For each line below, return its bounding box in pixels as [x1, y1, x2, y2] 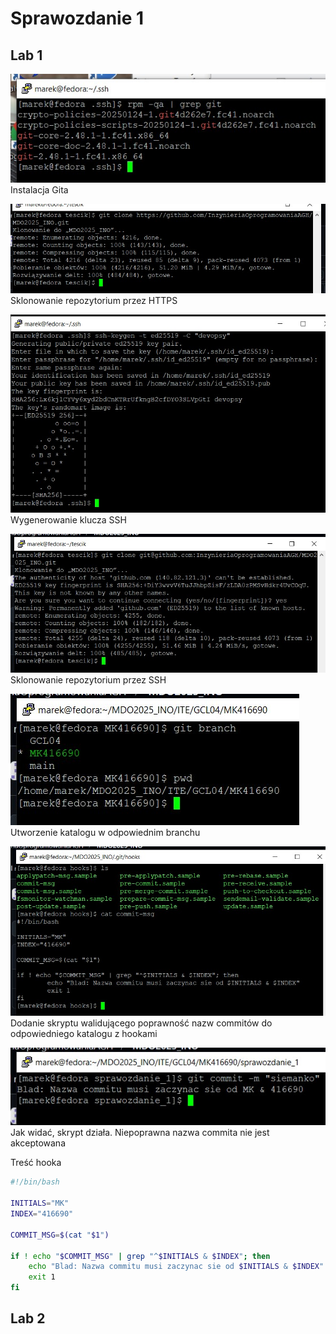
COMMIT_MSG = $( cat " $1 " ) [10, 1230, 110, 1240]
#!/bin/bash [10, 1177, 60, 1187]
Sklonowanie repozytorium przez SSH [10, 673, 167, 686]
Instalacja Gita [10, 184, 69, 196]
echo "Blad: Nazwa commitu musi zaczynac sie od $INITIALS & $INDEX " [28, 1262, 325, 1272]
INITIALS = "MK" [10, 1198, 70, 1209]
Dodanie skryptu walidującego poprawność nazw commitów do [10, 1017, 273, 1029]
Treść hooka [10, 1157, 62, 1169]
